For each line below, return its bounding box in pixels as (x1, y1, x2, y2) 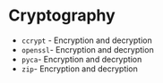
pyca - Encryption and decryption (21, 54, 142, 64)
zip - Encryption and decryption (21, 63, 138, 74)
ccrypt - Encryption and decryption (21, 35, 153, 46)
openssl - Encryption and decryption (21, 44, 154, 54)
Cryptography (8, 5, 116, 26)
